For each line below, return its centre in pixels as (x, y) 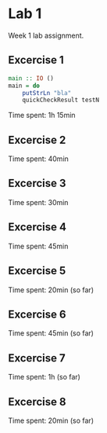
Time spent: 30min (38, 202)
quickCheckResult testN (61, 100)
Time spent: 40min (38, 159)
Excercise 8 (37, 402)
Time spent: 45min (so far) (51, 333)
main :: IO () (31, 78)
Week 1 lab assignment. (46, 35)
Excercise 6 (37, 314)
